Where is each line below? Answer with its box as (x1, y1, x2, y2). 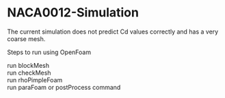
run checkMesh (7, 69, 51, 77)
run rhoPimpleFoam (7, 75, 63, 84)
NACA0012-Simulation (7, 5, 139, 21)
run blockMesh (7, 61, 50, 69)
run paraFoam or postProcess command (7, 83, 121, 91)
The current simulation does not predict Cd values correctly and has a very (7, 27, 219, 36)
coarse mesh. (7, 34, 46, 42)
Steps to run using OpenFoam (7, 48, 91, 56)
